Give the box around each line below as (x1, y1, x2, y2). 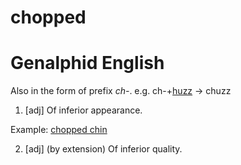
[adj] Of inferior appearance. (24, 104, 143, 116)
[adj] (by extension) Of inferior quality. (24, 143, 183, 155)
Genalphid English (10, 52, 165, 75)
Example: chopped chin (10, 124, 108, 136)
